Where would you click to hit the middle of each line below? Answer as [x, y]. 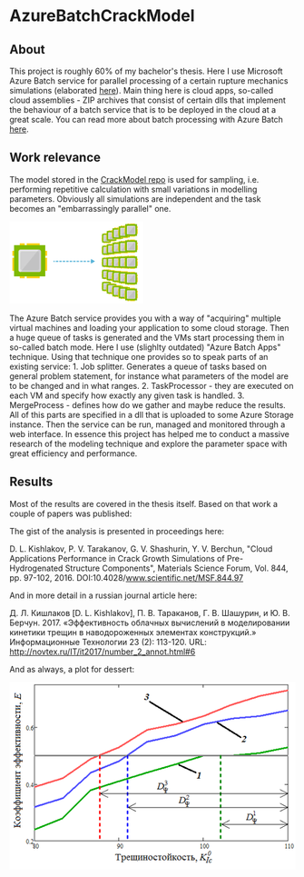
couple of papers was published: [71, 513]
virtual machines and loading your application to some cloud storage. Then [149, 327]
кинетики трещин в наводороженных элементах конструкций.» [133, 632]
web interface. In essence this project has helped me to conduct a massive [150, 434]
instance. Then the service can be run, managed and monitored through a [147, 424]
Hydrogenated [36, 568]
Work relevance [55, 158]
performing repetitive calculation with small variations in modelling [133, 189]
